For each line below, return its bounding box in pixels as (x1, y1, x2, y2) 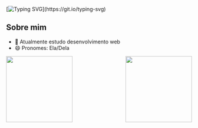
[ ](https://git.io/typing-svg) (6, 6, 106, 12)
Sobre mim (6, 22, 47, 32)
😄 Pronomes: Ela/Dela (14, 44, 70, 51)
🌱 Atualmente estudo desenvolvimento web (14, 38, 121, 45)
